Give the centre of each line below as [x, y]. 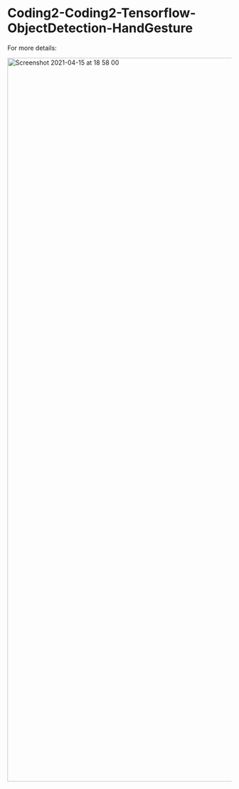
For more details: [32, 48]
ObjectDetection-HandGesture [100, 28]
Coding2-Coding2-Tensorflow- [102, 13]
